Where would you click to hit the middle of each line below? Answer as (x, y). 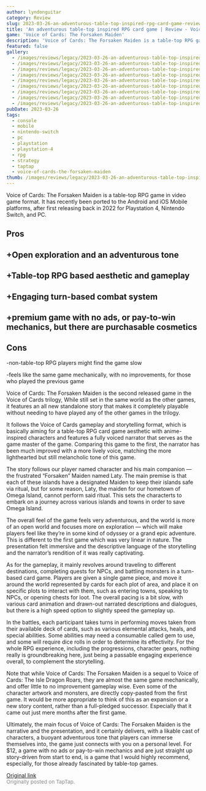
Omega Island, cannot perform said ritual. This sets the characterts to (94, 495)
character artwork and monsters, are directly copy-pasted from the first (97, 693)
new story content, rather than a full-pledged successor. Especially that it (99, 706)
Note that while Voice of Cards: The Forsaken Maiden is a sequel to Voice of (102, 673)
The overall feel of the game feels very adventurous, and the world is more (101, 520)
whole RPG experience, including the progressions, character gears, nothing (103, 648)
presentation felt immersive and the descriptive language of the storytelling (101, 546)
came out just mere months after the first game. (67, 712)
